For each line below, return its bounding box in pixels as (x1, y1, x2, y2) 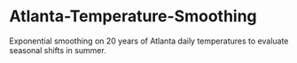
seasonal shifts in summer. (9, 44, 106, 55)
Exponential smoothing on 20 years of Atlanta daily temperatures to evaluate (9, 35, 289, 46)
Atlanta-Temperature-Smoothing (9, 6, 257, 27)
